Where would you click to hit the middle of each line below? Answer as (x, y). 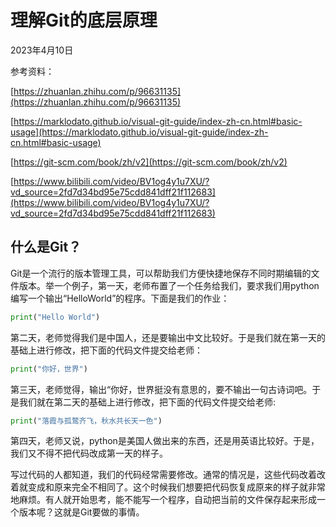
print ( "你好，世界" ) (49, 369)
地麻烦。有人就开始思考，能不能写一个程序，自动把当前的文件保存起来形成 (163, 500)
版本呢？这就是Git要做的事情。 (81, 512)
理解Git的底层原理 (84, 20)
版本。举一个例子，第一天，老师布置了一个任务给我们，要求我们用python (169, 285)
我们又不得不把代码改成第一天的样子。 (89, 453)
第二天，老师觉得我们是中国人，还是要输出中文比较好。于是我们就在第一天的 (168, 337)
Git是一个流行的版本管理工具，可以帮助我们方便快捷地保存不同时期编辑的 (161, 273)
